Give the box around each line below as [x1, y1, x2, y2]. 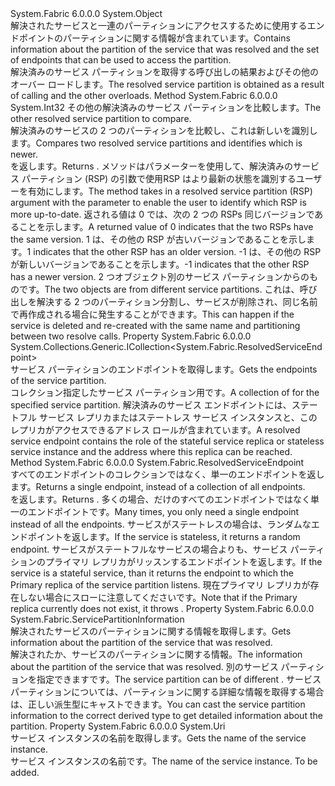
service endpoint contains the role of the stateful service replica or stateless [10, 435, 325, 447]
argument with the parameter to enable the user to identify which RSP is [10, 197, 307, 208]
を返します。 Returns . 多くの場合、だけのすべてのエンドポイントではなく [10, 493, 311, 505]
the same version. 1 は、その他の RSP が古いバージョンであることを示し [10, 233, 307, 245]
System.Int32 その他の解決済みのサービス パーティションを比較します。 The [10, 102, 322, 113]
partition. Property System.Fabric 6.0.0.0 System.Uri [10, 720, 226, 732]
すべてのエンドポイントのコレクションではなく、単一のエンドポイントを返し [10, 468, 325, 480]
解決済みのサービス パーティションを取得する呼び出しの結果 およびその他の [10, 66, 320, 77]
